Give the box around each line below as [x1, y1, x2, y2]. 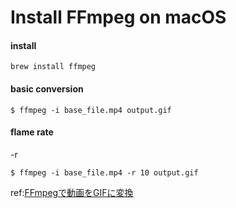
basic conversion [10, 82, 84, 95]
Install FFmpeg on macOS [10, 6, 227, 29]
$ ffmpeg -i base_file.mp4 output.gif [10, 105, 172, 115]
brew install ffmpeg [10, 62, 97, 72]
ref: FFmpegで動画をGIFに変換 [10, 186, 134, 198]
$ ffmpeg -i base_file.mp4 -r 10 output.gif [10, 167, 199, 178]
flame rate [10, 126, 54, 138]
